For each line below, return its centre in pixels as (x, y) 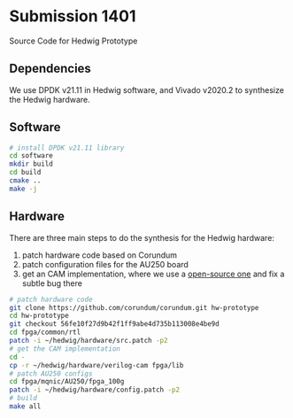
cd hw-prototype (39, 316)
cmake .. (25, 181)
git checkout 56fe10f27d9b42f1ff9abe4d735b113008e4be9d (114, 324)
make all (25, 406)
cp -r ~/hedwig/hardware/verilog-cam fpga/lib (96, 365)
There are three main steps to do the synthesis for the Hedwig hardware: (142, 237)
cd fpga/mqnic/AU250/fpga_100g (67, 382)
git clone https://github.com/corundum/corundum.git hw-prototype (134, 307)
